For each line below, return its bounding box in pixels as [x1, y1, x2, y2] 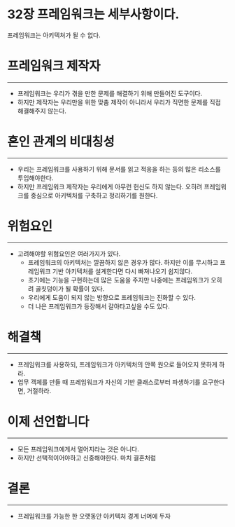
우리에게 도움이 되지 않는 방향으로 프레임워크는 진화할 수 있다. [27, 293, 196, 301]
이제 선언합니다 [7, 413, 90, 430]
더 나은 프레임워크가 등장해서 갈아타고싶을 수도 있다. [27, 302, 170, 310]
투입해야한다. [17, 173, 54, 182]
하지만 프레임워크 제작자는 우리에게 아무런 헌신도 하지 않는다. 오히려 [17, 182, 203, 191]
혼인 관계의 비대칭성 [7, 134, 115, 150]
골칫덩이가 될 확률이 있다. [35, 285, 105, 293]
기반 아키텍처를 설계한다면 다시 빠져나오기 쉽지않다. [52, 267, 193, 275]
